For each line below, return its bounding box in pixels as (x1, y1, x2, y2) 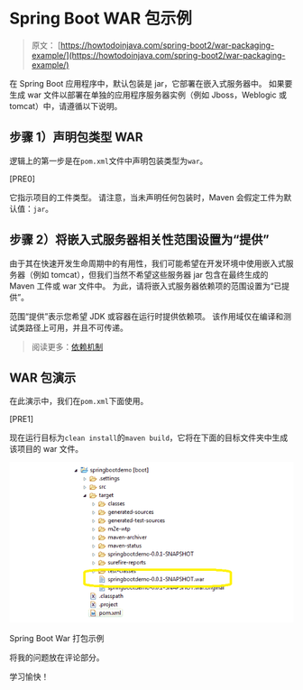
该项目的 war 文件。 (9, 444, 84, 455)
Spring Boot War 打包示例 (9, 633, 105, 644)
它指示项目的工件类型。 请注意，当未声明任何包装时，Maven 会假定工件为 (9, 191, 284, 203)
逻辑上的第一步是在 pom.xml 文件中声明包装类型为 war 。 (9, 155, 208, 166)
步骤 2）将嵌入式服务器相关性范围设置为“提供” (9, 232, 270, 248)
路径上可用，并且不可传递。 (24, 322, 128, 333)
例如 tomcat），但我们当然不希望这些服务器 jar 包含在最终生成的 (32, 269, 269, 280)
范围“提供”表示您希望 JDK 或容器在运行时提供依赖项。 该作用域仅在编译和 (9, 310, 284, 321)
